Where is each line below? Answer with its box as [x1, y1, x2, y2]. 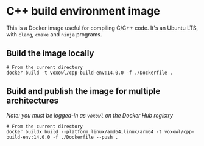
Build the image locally [6, 48, 94, 59]
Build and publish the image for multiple [6, 86, 161, 96]
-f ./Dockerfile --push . [52, 134, 119, 140]
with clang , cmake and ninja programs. [6, 30, 102, 38]
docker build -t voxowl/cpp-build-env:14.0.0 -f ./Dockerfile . [6, 70, 173, 76]
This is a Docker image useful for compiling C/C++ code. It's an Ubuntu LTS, [6, 24, 199, 32]
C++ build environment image [6, 4, 160, 18]
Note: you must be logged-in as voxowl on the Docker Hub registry [6, 111, 174, 119]
